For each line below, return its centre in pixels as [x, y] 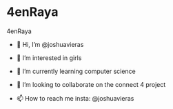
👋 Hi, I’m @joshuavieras [50, 44]
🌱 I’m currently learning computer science [76, 71]
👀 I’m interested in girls [49, 58]
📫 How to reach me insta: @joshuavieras [75, 98]
